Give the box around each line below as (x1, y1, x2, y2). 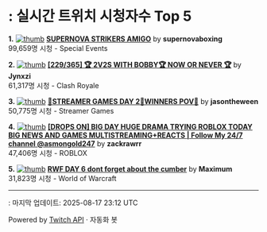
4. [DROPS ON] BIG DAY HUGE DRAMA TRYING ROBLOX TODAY (8, 122, 253, 131)
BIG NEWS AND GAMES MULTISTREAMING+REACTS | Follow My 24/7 (8, 130, 244, 140)
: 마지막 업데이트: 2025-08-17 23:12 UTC (8, 198, 138, 207)
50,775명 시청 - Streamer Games (8, 106, 114, 115)
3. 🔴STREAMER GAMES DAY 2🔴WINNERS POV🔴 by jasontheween (8, 96, 259, 106)
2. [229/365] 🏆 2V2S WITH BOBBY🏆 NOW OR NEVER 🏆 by (8, 60, 242, 69)
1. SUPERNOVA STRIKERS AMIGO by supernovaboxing (8, 33, 222, 44)
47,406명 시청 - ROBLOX (8, 148, 87, 157)
